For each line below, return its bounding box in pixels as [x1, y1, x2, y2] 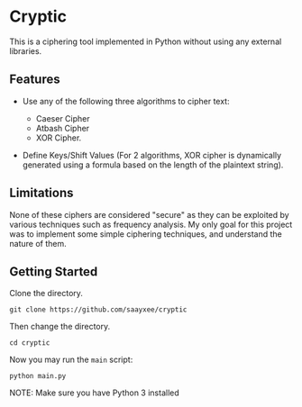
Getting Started [9, 264, 98, 279]
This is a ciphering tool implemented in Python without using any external [9, 36, 282, 47]
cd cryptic [9, 339, 50, 348]
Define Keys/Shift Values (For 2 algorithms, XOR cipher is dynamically [22, 149, 282, 160]
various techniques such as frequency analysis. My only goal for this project [9, 219, 293, 230]
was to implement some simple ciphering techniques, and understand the [9, 228, 282, 240]
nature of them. [9, 238, 67, 249]
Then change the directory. [9, 321, 111, 332]
